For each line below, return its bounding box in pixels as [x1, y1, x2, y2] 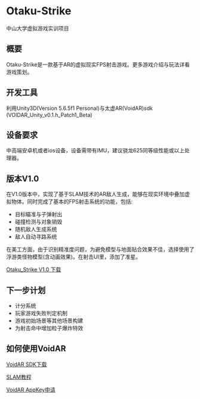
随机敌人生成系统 [14, 226, 57, 233]
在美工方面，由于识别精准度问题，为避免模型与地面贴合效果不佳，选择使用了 [6, 246, 195, 253]
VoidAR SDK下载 [6, 360, 47, 368]
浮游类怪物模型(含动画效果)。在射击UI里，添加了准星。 [6, 253, 141, 260]
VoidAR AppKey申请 [6, 386, 56, 393]
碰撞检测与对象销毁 [14, 218, 63, 225]
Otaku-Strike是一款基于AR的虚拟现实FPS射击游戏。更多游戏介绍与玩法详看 [6, 61, 190, 68]
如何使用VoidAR [6, 343, 66, 354]
